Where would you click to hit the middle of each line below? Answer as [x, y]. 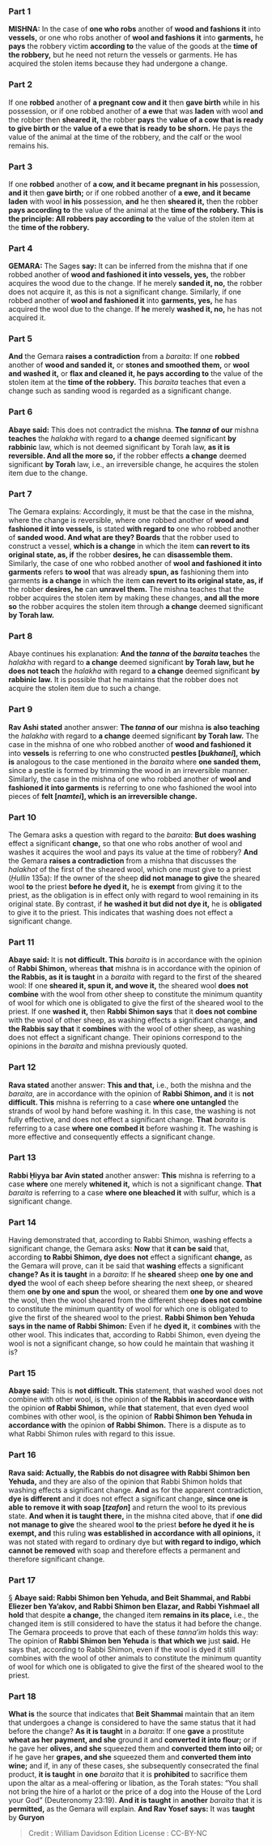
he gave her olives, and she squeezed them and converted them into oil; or [136, 1748]
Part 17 [22, 1579]
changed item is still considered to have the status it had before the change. [135, 1624]
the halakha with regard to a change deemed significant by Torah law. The [134, 736]
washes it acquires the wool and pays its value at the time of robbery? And [133, 852]
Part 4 [21, 248]
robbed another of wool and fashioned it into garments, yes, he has [123, 300]
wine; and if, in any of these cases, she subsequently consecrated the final [134, 1766]
